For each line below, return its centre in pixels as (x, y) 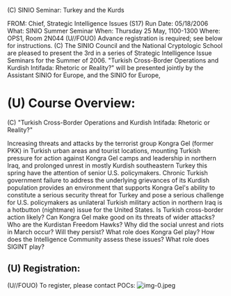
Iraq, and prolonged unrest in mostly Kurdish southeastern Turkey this (107, 165)
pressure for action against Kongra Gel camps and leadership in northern (112, 158)
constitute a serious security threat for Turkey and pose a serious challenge (115, 195)
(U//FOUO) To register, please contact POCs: (71, 285)
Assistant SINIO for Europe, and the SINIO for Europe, (84, 75)
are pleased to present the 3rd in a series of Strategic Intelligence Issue (110, 53)
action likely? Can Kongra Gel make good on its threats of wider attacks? (111, 217)
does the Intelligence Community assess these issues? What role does (109, 239)
